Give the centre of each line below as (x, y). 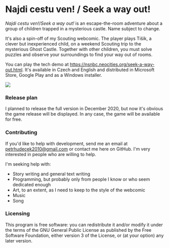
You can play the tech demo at (37, 64)
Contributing (21, 132)
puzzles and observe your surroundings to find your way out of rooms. (79, 55)
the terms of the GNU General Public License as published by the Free (78, 230)
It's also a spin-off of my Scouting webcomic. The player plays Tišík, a (78, 38)
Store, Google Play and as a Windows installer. (54, 75)
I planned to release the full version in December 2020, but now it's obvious (84, 109)
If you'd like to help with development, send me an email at (67, 143)
